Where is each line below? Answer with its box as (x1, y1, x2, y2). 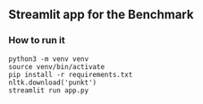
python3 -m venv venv (8, 54, 89, 64)
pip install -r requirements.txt (8, 70, 133, 79)
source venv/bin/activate (8, 62, 105, 71)
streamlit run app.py (8, 85, 89, 95)
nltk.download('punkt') (8, 78, 97, 87)
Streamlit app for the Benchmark (8, 7, 194, 22)
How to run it (8, 34, 65, 47)
